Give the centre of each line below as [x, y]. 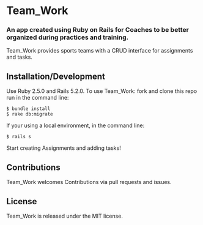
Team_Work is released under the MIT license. [65, 216]
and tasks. [19, 57]
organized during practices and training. [68, 37]
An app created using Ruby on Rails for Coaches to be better [98, 30]
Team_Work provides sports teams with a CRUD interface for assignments [100, 51]
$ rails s [19, 137]
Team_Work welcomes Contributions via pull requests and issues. [89, 182]
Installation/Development [56, 76]
